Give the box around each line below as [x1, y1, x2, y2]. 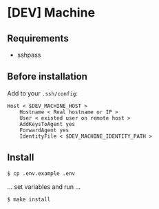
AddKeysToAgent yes [19, 120, 76, 127]
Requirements [7, 33, 69, 44]
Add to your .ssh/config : [7, 89, 78, 98]
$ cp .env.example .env [7, 170, 76, 177]
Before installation [7, 71, 88, 82]
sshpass [17, 51, 41, 59]
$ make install [7, 196, 51, 203]
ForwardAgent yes [19, 127, 70, 134]
